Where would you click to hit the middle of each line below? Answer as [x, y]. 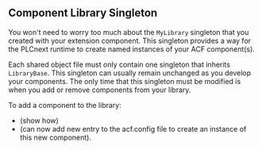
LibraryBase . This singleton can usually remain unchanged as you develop [130, 73]
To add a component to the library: [65, 105]
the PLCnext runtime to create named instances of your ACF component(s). [132, 49]
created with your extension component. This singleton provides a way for [130, 40]
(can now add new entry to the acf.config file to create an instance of [133, 129]
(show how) [39, 120]
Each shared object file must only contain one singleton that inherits [119, 64]
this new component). [55, 137]
